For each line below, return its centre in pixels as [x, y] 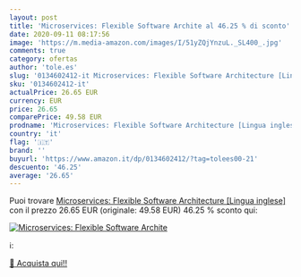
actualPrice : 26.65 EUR [54, 92]
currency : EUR [36, 101]
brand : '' [28, 150]
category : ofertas [43, 59]
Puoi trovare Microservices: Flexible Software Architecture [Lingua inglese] [148, 201]
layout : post [34, 17]
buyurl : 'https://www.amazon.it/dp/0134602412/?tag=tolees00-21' [133, 159]
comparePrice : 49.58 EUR [56, 117]
